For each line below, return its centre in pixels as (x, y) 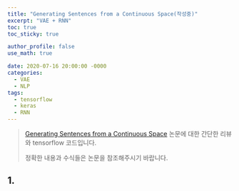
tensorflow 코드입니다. (65, 143)
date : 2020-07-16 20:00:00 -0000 (57, 66)
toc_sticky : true (33, 34)
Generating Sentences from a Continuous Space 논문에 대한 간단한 (122, 134)
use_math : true (30, 53)
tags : (15, 93)
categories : (25, 73)
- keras (25, 106)
